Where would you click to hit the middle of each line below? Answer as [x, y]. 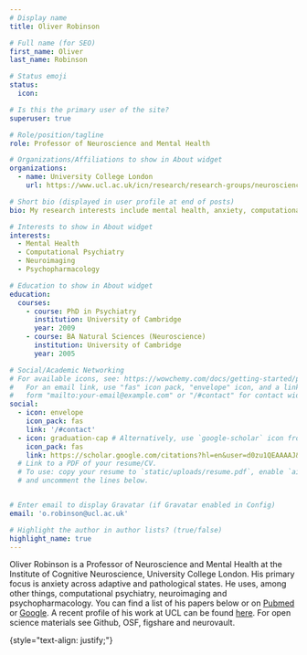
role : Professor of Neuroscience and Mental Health [110, 143]
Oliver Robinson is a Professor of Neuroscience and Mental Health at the [146, 565]
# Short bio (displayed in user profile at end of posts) [122, 202]
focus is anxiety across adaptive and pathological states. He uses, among [148, 584]
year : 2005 [54, 354]
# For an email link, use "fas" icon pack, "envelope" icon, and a [145, 387]
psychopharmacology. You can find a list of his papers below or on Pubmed [152, 603]
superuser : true [40, 118]
